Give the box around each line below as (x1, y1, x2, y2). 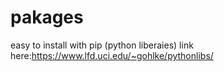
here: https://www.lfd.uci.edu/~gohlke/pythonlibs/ (10, 49, 214, 61)
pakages (10, 6, 84, 29)
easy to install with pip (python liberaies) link (10, 39, 194, 51)
